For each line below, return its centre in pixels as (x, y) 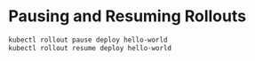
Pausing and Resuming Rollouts (127, 16)
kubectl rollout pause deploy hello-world (88, 40)
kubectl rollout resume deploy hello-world (90, 48)
